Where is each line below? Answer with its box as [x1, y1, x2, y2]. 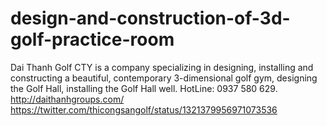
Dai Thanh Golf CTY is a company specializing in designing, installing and [10, 61, 314, 73]
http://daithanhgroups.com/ [10, 93, 125, 105]
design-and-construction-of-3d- [10, 7, 291, 30]
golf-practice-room [10, 28, 175, 51]
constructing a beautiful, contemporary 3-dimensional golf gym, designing [10, 72, 318, 84]
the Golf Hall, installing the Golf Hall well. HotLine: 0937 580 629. [10, 82, 278, 94]
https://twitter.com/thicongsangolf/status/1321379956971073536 [10, 103, 278, 116]
